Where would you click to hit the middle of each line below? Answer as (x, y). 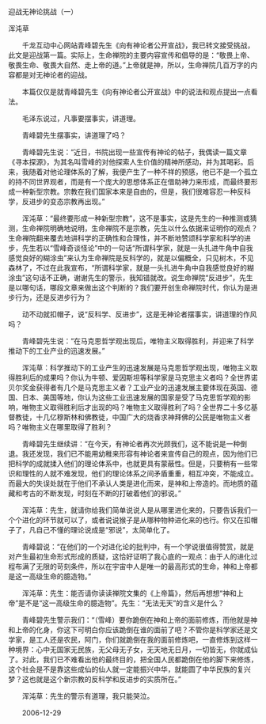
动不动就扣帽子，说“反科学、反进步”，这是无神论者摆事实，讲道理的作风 (139, 314)
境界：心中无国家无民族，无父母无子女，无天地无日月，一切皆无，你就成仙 (136, 650)
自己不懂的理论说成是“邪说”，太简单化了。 (104, 530)
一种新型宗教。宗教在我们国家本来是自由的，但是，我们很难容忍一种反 (129, 191)
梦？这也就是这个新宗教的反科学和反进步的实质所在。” (95, 679)
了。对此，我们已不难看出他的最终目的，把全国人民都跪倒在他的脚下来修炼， (133, 660)
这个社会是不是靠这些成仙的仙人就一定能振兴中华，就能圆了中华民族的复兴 (129, 669)
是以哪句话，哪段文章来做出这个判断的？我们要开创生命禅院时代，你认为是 (129, 288)
